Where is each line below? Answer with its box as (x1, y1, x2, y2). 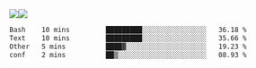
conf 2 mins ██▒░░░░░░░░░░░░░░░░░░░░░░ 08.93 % (9, 50, 247, 59)
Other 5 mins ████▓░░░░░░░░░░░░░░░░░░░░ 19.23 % (9, 42, 247, 51)
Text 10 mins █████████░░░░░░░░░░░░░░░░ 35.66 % (9, 33, 247, 43)
